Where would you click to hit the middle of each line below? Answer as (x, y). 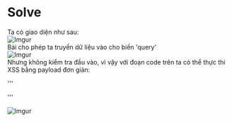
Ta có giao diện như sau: (43, 32)
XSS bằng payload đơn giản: (49, 70)
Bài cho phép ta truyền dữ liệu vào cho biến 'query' (82, 47)
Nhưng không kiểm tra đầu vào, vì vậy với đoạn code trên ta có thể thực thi (116, 62)
